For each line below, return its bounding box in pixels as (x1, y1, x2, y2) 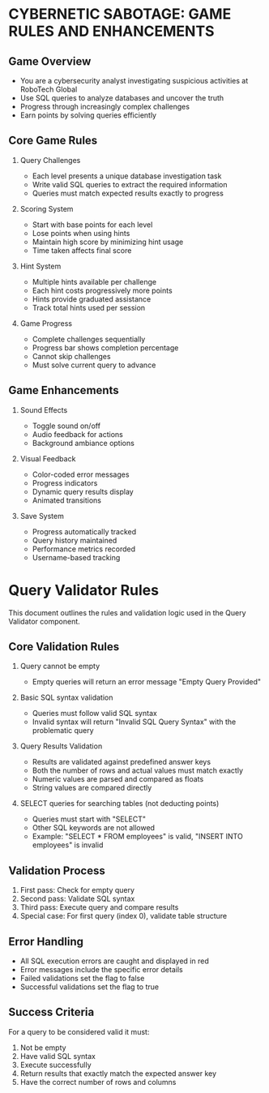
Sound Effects (19, 405, 68, 414)
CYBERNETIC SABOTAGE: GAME (8, 5, 232, 24)
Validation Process (8, 864, 105, 877)
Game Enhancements (8, 384, 119, 397)
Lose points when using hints (32, 228, 130, 238)
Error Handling (8, 934, 83, 949)
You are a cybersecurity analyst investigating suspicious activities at (19, 76, 249, 85)
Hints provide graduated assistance (32, 294, 152, 304)
